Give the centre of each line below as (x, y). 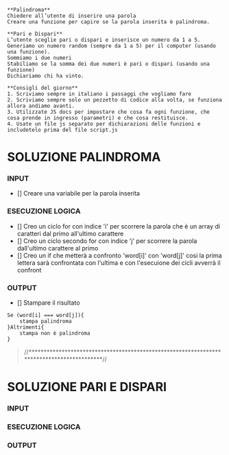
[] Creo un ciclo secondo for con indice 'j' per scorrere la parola (107, 241)
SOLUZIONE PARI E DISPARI (87, 387)
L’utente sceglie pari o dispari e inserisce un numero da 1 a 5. (104, 40)
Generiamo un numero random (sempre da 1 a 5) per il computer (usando (111, 46)
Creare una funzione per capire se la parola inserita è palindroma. (109, 22)
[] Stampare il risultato (48, 303)
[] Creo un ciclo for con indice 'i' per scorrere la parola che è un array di (119, 226)
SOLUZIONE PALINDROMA (84, 157)
